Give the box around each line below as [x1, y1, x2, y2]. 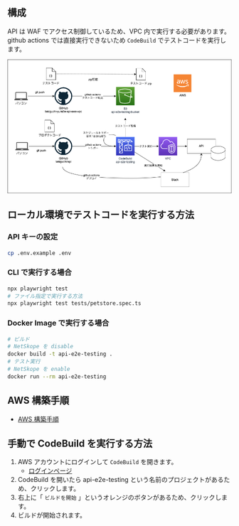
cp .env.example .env [7, 249, 72, 257]
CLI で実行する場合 [7, 267, 73, 277]
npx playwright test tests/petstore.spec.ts [7, 300, 142, 307]
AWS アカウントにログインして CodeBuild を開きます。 [17, 458, 178, 466]
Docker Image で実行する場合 [7, 318, 110, 328]
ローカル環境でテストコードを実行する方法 [7, 209, 194, 221]
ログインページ [28, 466, 73, 475]
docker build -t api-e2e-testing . [7, 350, 113, 358]
